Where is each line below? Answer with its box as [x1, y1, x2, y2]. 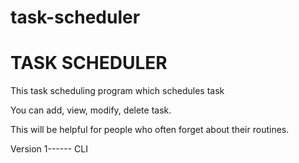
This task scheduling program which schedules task [10, 85, 225, 97]
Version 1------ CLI [10, 143, 88, 155]
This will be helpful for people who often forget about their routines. [10, 124, 290, 136]
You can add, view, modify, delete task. [10, 104, 172, 116]
